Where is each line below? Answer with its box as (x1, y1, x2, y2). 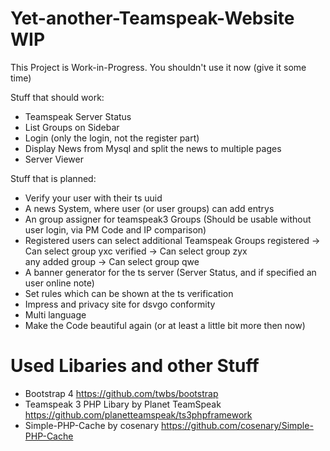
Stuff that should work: (10, 91, 105, 103)
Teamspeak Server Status (24, 110, 132, 122)
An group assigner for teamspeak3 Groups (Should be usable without (24, 213, 312, 225)
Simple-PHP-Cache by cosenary (24, 419, 160, 431)
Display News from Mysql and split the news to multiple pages (24, 142, 282, 154)
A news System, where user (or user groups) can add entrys (24, 202, 275, 214)
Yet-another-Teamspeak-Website (10, 7, 295, 30)
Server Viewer (24, 153, 84, 165)
